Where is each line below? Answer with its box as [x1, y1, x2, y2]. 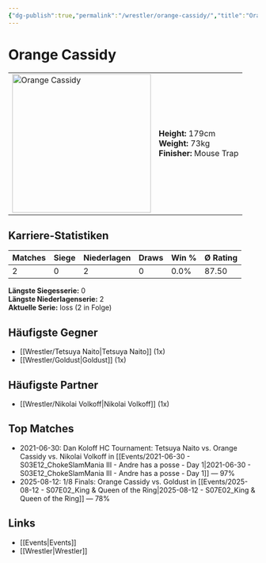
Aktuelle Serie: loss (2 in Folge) [8, 302, 112, 313]
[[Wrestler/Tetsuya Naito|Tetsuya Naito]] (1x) [19, 347, 165, 356]
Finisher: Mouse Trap [158, 147, 239, 158]
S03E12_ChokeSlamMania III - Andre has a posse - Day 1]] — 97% [19, 468, 235, 477]
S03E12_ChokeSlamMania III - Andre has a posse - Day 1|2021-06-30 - [19, 460, 251, 470]
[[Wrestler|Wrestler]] [19, 546, 88, 555]
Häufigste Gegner [8, 325, 98, 339]
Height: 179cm [158, 127, 216, 139]
